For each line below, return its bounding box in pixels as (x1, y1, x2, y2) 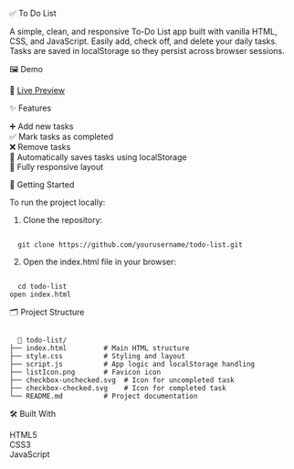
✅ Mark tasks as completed (9, 132, 114, 142)
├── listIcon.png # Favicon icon (9, 368, 162, 377)
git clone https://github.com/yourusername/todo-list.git (17, 240, 244, 250)
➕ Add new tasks (9, 121, 74, 132)
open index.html (9, 290, 71, 299)
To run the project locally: (9, 197, 106, 208)
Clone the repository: (22, 215, 103, 225)
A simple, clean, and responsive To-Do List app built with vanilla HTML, (9, 27, 278, 37)
